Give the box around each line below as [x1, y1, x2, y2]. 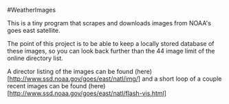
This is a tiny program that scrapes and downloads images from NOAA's [7, 19, 212, 27]
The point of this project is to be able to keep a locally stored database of [7, 40, 215, 47]
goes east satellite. [7, 27, 61, 34]
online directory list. [7, 54, 63, 62]
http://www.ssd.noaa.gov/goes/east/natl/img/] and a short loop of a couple [9, 75, 222, 83]
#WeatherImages [7, 6, 56, 14]
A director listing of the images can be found [7, 68, 133, 75]
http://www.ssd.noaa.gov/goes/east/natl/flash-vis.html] [9, 89, 167, 97]
